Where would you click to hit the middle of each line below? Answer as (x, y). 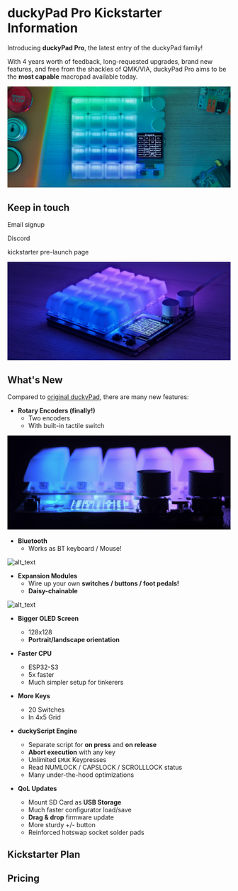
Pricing (24, 879)
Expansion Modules (47, 576)
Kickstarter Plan (44, 854)
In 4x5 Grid (45, 717)
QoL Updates (37, 788)
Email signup (26, 225)
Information (42, 28)
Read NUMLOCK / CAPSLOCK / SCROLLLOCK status (105, 767)
